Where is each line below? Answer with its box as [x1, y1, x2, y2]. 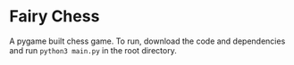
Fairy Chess [9, 6, 100, 27]
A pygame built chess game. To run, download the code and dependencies [9, 36, 286, 46]
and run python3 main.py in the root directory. [9, 45, 177, 55]
